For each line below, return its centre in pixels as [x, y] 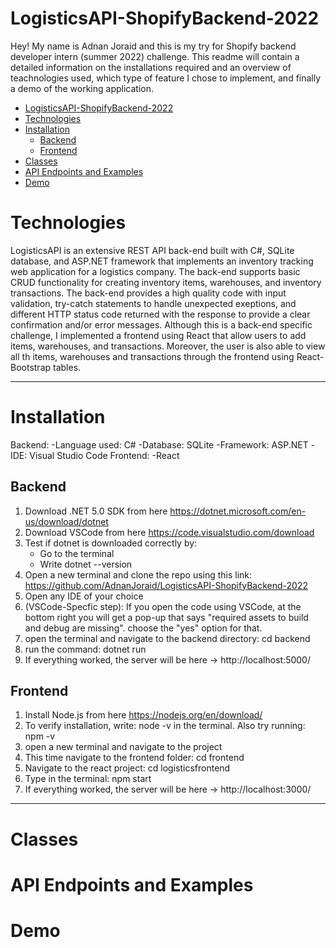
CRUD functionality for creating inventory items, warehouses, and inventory [166, 282]
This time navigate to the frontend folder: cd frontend [134, 758]
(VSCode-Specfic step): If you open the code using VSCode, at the [163, 606]
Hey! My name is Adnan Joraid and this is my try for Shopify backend [153, 46]
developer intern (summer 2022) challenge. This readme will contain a [155, 56]
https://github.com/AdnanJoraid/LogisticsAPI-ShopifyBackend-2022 [166, 585]
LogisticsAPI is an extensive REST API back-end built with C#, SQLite [152, 250]
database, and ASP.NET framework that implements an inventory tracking [162, 261]
